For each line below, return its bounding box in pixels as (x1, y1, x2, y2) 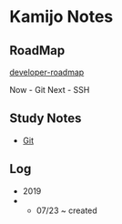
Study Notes (9, 111, 82, 127)
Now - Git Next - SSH (9, 85, 90, 95)
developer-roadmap (9, 66, 85, 77)
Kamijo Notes (9, 6, 114, 27)
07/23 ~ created (36, 205, 97, 216)
